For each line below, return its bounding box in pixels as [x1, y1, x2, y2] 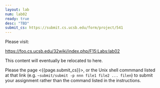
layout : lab [5, 7, 29, 12]
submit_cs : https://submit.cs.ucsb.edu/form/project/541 [5, 25, 123, 30]
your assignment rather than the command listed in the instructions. [5, 78, 141, 84]
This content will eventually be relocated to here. [5, 58, 103, 64]
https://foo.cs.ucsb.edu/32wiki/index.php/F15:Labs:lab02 [5, 48, 120, 54]
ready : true [5, 16, 29, 21]
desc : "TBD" [5, 21, 29, 26]
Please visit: [5, 39, 29, 44]
